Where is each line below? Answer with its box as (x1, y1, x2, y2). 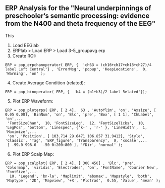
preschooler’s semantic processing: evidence (5, 12, 150, 20)
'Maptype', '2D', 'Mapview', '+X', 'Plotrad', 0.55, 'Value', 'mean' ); (5, 178, 161, 183)
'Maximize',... (5, 129, 37, 134)
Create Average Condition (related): (12, 79, 85, 86)
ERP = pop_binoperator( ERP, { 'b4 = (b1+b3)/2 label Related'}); (5, 89, 148, 94)
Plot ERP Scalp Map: (12, 151, 55, 157)
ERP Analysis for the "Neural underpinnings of (5, 4, 152, 12)
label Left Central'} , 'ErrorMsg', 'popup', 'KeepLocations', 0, (5, 66, 148, 71)
